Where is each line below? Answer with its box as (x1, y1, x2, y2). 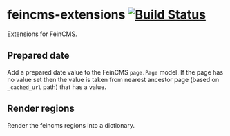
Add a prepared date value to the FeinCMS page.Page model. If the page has (7, 68, 223, 76)
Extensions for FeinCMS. (7, 30, 77, 38)
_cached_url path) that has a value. (7, 83, 107, 91)
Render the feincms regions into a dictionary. (7, 121, 135, 129)
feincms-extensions (7, 7, 126, 23)
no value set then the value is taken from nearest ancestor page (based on (7, 75, 220, 84)
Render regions (7, 103, 75, 115)
